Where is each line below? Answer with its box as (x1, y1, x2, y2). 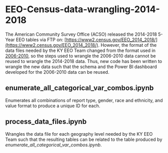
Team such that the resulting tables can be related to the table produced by (5, 136, 163, 142)
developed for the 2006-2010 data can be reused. (5, 69, 110, 75)
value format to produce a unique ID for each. (5, 103, 100, 109)
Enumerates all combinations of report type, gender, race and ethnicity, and (5, 97, 163, 103)
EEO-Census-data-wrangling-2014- (5, 4, 160, 15)
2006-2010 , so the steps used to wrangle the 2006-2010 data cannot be (5, 52, 156, 59)
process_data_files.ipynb (5, 117, 87, 126)
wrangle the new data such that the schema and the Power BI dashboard (5, 64, 157, 70)
